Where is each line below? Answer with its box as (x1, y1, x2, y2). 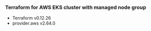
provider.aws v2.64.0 (12, 20, 56, 26)
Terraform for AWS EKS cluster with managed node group (5, 4, 147, 11)
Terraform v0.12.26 (12, 15, 51, 21)
